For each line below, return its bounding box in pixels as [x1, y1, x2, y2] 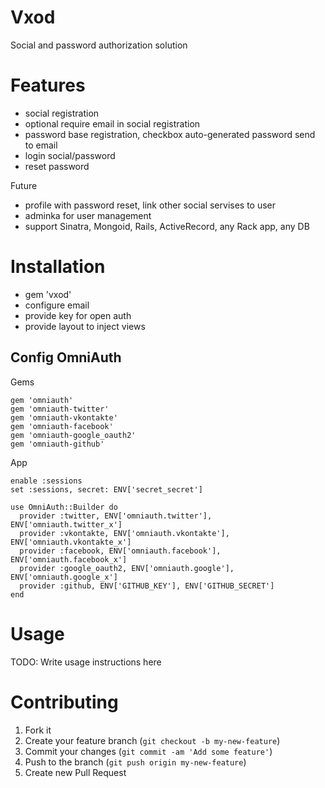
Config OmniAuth [10, 349, 122, 366]
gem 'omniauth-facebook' [10, 421, 114, 431]
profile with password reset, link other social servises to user [24, 199, 277, 211]
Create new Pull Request [24, 766, 127, 778]
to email [24, 139, 58, 151]
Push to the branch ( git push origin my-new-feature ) [24, 756, 247, 768]
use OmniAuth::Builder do [10, 502, 118, 512]
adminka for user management [24, 209, 152, 221]
